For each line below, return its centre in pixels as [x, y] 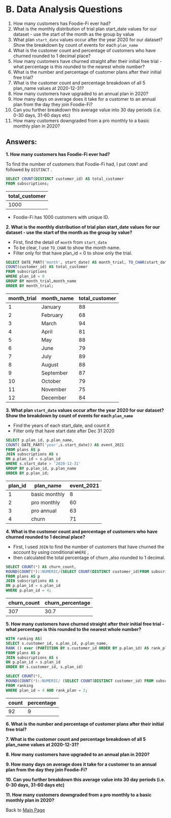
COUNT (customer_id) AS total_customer [47, 267]
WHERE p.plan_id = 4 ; [29, 590]
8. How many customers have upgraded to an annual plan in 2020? [78, 754]
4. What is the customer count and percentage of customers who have [82, 531]
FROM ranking [20, 685]
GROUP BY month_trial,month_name [41, 281]
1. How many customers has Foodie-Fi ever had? [58, 154]
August [50, 364]
